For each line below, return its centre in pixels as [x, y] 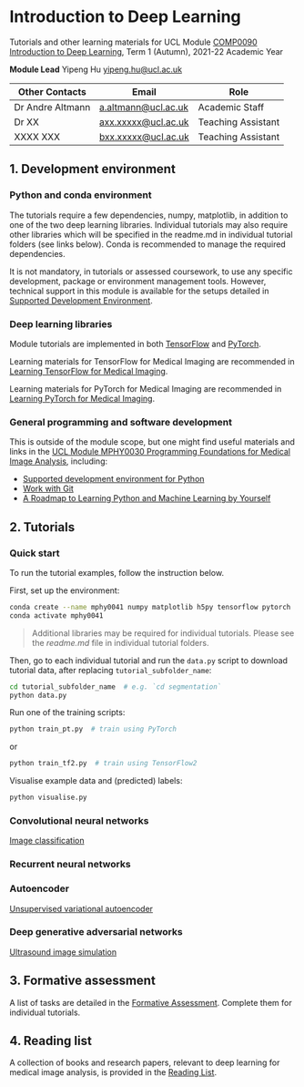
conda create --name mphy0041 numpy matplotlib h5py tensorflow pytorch [150, 607]
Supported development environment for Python [113, 479]
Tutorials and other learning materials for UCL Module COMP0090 [133, 42]
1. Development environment [92, 169]
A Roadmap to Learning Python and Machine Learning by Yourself [147, 498]
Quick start [35, 553]
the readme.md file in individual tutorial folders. [120, 642]
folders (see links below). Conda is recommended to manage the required [148, 244]
